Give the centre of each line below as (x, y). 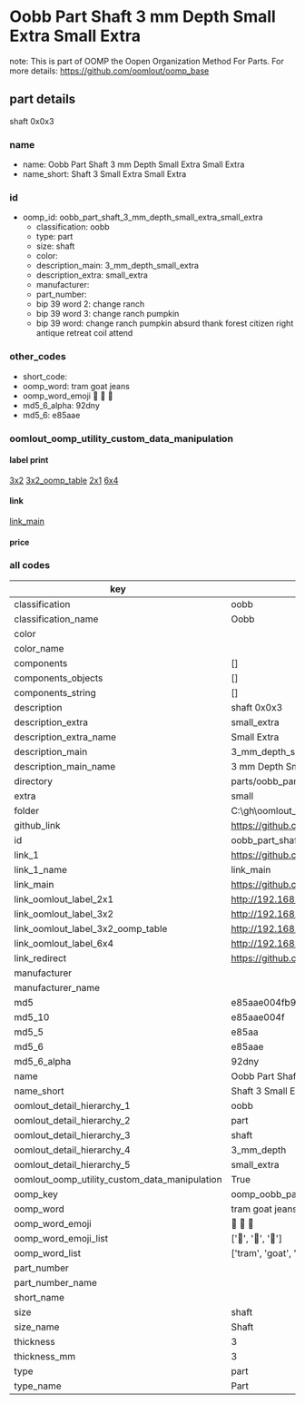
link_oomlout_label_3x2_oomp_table (91, 928)
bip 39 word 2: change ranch (90, 304)
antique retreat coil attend (84, 333)
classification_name (56, 619)
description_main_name (65, 766)
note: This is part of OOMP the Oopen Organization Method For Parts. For (147, 61)
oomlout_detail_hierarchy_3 (72, 1134)
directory (33, 781)
